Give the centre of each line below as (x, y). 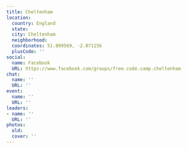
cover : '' (24, 137)
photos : (16, 125)
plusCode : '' (28, 52)
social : (16, 57)
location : (19, 18)
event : (15, 91)
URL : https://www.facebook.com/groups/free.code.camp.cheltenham (97, 68)
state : (20, 29)
